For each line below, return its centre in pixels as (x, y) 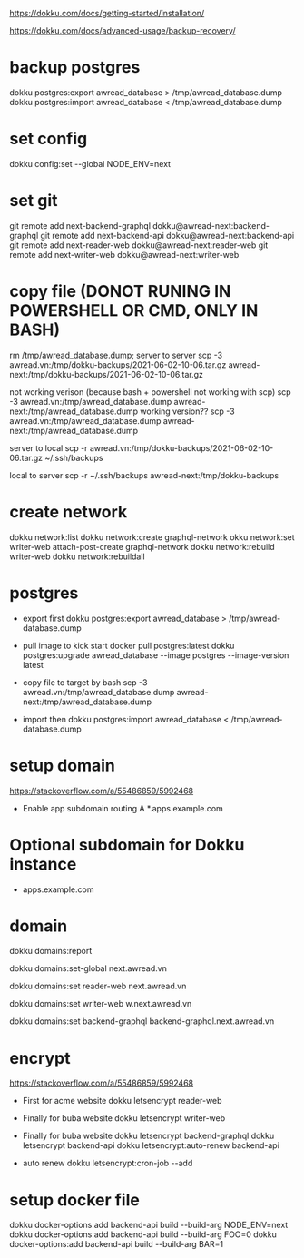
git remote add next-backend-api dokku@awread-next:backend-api (167, 235)
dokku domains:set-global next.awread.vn (88, 968)
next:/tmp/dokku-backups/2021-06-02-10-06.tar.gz (107, 374)
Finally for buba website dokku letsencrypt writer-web (124, 1118)
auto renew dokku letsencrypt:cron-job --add (108, 1163)
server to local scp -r (49, 447)
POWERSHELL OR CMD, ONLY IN (134, 310)
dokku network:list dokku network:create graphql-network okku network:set (152, 537)
